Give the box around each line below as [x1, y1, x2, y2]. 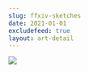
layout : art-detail [8, 34, 74, 43]
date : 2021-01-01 [8, 19, 67, 27]
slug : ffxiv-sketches [8, 11, 82, 20]
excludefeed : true [8, 26, 70, 34]
